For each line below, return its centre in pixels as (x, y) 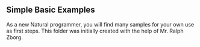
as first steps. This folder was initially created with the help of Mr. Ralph (95, 31)
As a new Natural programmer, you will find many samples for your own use (100, 24)
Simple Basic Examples (51, 10)
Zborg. (14, 37)
